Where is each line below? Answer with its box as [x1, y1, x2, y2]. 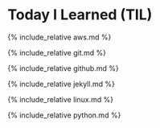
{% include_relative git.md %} [7, 47, 106, 57]
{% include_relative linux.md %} [7, 94, 114, 104]
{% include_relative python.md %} [7, 110, 121, 120]
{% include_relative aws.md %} [7, 32, 112, 42]
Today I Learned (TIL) [7, 6, 153, 24]
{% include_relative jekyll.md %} [7, 79, 116, 89]
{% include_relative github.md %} [7, 63, 119, 73]
